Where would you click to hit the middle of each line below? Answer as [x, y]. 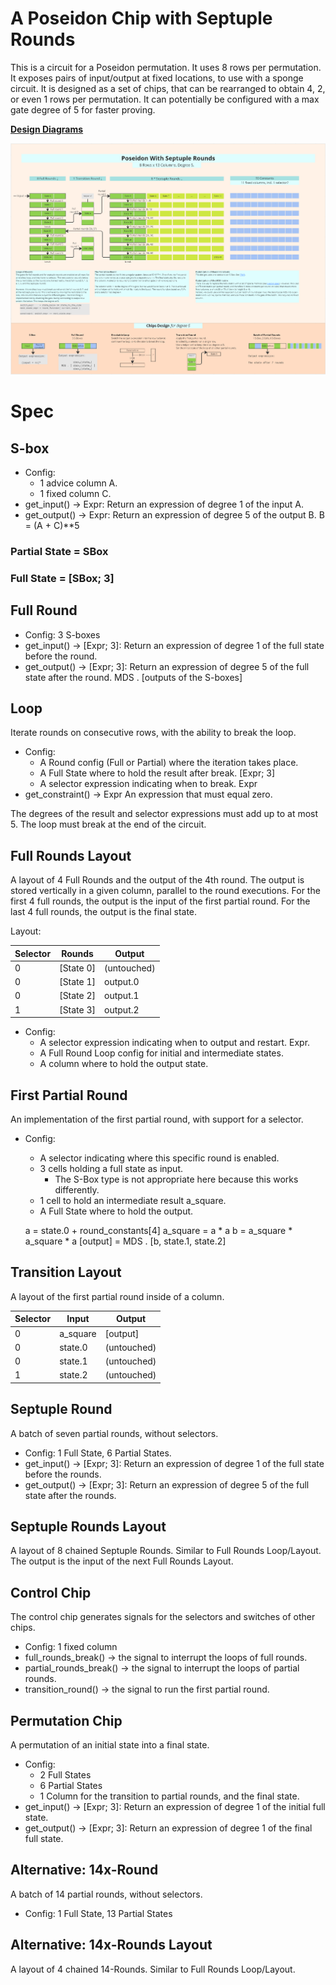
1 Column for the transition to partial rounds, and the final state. [169, 1796]
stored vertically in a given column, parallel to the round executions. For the [165, 891]
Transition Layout [66, 1272]
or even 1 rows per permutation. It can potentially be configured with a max [165, 99]
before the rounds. [63, 1474]
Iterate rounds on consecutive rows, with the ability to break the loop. [153, 733]
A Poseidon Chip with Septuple [141, 18]
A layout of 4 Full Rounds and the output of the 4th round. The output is [157, 880]
